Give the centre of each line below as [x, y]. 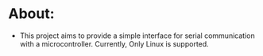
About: [31, 14]
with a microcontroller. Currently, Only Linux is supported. [114, 43]
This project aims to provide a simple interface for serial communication [137, 35]
